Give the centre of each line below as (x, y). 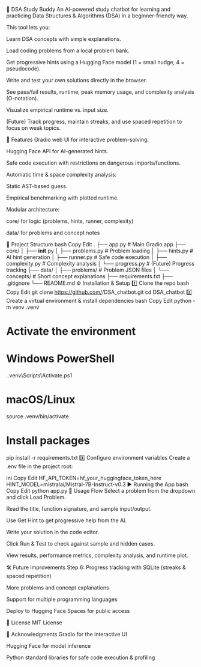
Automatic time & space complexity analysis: (61, 175)
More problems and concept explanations (58, 588)
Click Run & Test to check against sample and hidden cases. (81, 544)
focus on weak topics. (34, 128)
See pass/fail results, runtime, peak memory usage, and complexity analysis (100, 92)
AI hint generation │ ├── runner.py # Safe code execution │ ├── (87, 257)
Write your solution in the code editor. (53, 532)
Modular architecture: (33, 209)
